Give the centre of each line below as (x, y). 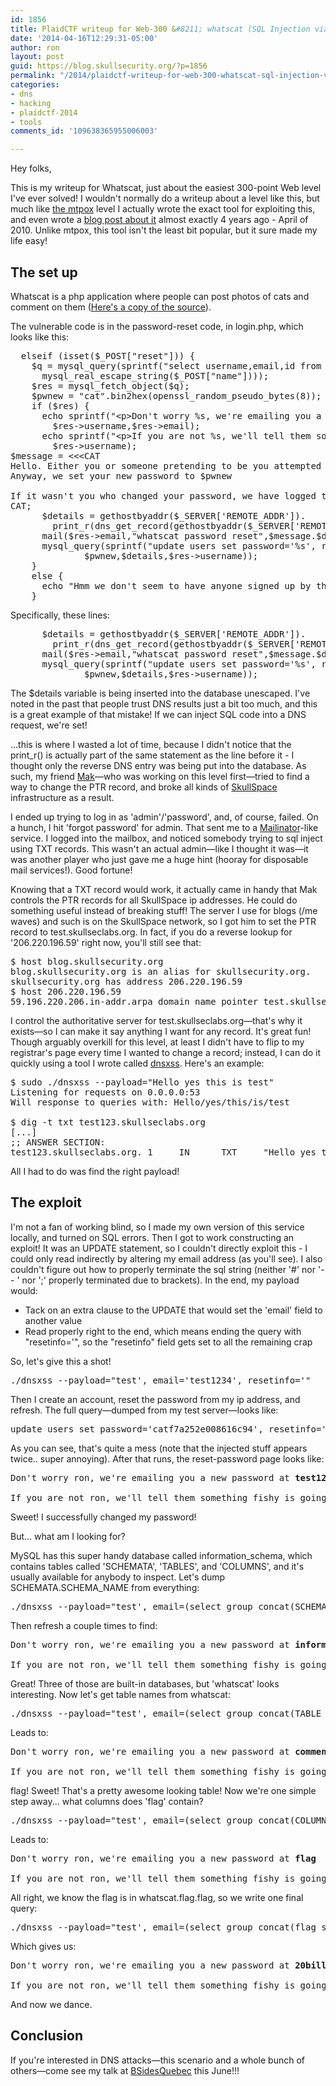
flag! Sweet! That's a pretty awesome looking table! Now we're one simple (163, 1790)
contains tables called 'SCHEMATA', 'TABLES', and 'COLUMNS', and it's (157, 1566)
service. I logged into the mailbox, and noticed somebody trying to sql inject (166, 838)
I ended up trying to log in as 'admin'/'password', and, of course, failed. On (164, 817)
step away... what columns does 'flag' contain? (107, 1801)
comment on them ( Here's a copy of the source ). (111, 307)
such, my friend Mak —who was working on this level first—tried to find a (160, 776)
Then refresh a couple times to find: (84, 1625)
